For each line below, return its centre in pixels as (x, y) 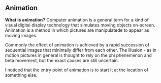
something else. (21, 75)
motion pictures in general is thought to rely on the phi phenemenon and (78, 55)
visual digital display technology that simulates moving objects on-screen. (80, 25)
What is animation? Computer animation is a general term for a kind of (77, 20)
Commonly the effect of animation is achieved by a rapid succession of (77, 45)
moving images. (21, 35)
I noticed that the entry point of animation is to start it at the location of (77, 70)
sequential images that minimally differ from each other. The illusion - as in (81, 50)
